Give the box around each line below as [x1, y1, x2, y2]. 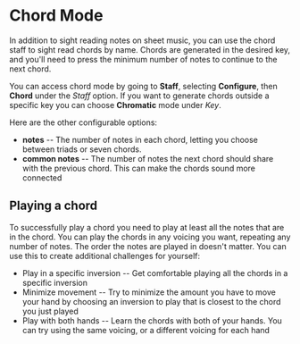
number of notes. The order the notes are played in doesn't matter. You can [9, 240, 287, 251]
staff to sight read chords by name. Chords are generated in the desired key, [9, 44, 291, 55]
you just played [21, 306, 79, 316]
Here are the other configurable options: [9, 117, 158, 128]
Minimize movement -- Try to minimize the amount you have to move [21, 287, 277, 298]
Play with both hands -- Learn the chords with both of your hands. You [21, 315, 283, 326]
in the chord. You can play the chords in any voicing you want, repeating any [9, 231, 291, 242]
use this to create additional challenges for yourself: [9, 250, 201, 261]
